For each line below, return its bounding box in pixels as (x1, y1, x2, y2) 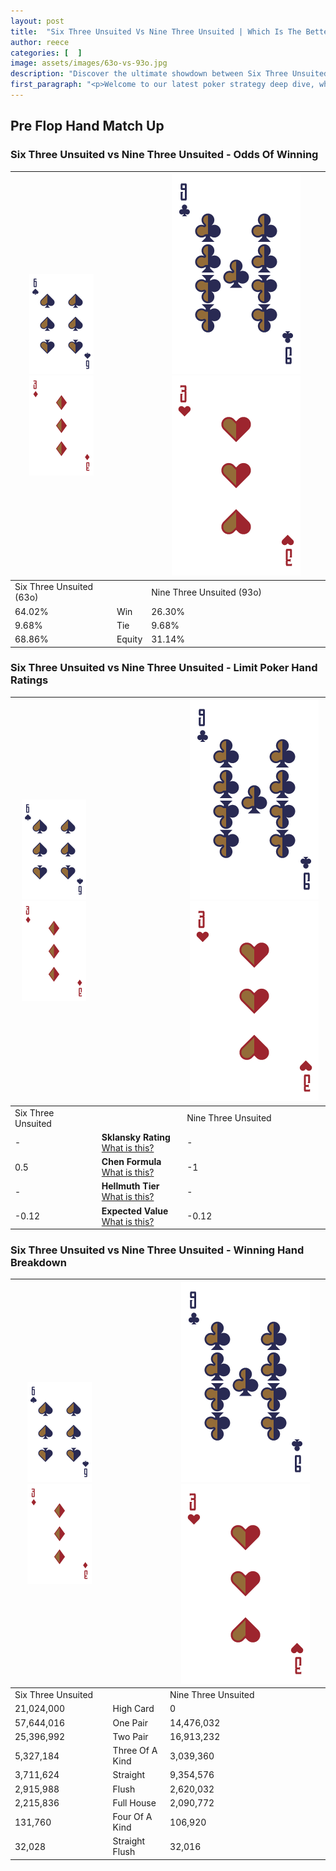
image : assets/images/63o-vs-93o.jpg (10, 58, 168, 69)
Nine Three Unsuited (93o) (151, 586, 263, 598)
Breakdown (10, 1256, 67, 1270)
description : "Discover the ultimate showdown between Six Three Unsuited (10, 69, 329, 79)
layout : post (10, 16, 65, 26)
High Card (112, 1703, 155, 1715)
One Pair (112, 1716, 148, 1729)
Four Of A (112, 1811, 153, 1823)
